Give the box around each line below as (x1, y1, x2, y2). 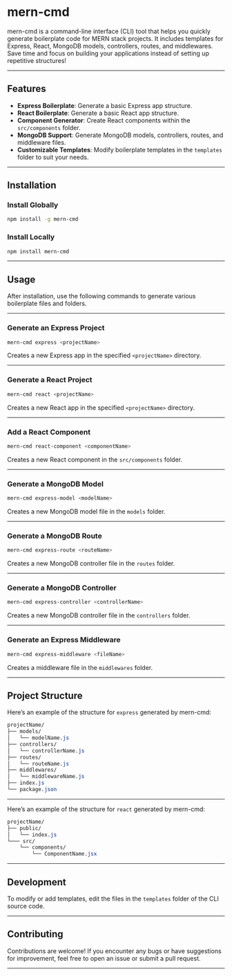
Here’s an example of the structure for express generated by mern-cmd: (7, 708, 212, 716)
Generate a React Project (7, 375, 93, 385)
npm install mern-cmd (7, 248, 70, 255)
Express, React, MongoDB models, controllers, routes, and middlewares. (7, 42, 213, 50)
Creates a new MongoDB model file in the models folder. (7, 507, 166, 516)
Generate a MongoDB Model (7, 479, 104, 489)
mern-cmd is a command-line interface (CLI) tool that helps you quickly (7, 27, 211, 35)
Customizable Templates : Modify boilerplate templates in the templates (17, 145, 222, 154)
